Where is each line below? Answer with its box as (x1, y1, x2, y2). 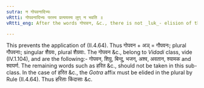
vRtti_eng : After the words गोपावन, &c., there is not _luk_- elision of (6, 20, 192, 26)
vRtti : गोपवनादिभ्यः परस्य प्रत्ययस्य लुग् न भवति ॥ (6, 14, 103, 20)
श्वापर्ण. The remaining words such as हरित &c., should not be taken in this (6, 62, 184, 69)
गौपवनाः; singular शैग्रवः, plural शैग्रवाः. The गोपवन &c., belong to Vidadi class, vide (6, 49, 192, 56)
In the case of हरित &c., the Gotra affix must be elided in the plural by (22, 69, 193, 76)
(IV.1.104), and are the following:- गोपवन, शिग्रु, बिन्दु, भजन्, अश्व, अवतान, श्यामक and (6, 55, 191, 63)
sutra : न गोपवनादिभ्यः (6, 8, 50, 15)
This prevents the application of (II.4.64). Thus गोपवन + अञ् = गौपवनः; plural (6, 42, 186, 49)
